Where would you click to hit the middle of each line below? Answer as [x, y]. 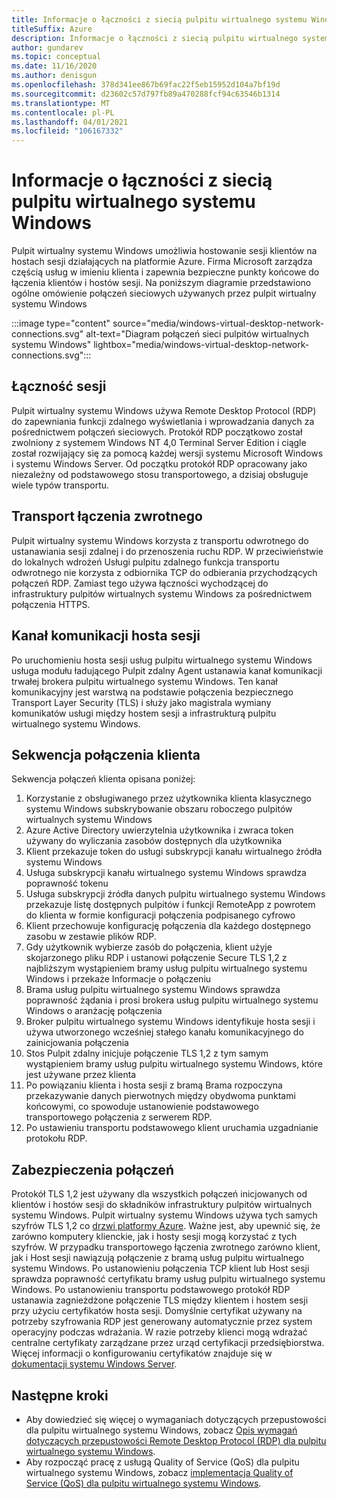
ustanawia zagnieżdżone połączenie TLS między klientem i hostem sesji [160, 1300]
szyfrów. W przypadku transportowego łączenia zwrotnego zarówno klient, [166, 1247]
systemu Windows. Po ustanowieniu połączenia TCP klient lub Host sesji [160, 1268]
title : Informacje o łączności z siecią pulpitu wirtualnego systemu [159, 19]
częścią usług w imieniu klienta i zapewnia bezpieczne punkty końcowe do [165, 272]
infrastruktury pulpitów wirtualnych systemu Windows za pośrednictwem [162, 593]
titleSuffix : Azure [52, 29]
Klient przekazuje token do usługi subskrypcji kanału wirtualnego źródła [174, 852]
